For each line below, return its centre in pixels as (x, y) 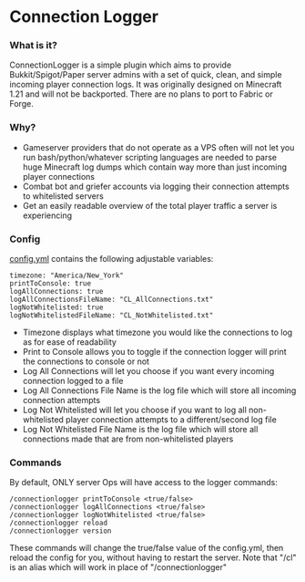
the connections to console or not (86, 361)
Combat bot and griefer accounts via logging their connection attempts (156, 186)
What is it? (33, 46)
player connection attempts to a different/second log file (171, 420)
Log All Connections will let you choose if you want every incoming (148, 371)
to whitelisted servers (63, 196)
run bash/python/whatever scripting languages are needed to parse (150, 157)
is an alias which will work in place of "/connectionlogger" (118, 567)
